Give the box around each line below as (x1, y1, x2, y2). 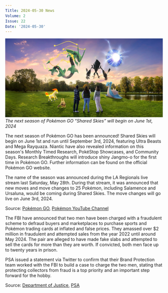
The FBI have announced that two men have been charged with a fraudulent (5, 215, 162, 221)
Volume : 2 (5, 13, 26, 18)
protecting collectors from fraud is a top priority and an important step (5, 267, 150, 273)
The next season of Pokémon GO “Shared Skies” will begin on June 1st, (5, 118, 153, 124)
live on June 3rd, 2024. (5, 195, 53, 202)
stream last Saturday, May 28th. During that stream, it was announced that (5, 180, 158, 186)
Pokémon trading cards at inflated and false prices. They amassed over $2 (5, 225, 159, 232)
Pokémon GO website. (5, 165, 51, 171)
